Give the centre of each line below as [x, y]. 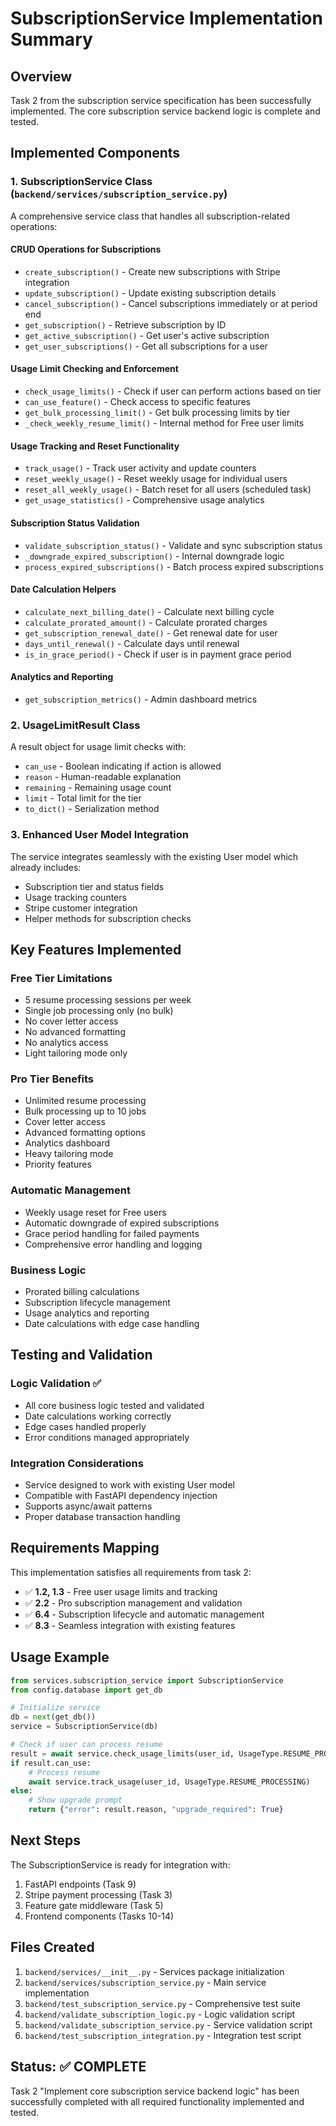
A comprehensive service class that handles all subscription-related [150, 216]
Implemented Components [95, 153]
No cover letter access [71, 1021]
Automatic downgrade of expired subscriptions [122, 1223]
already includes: [46, 867]
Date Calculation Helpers [63, 589]
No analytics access [66, 1043]
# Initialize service [55, 1708]
